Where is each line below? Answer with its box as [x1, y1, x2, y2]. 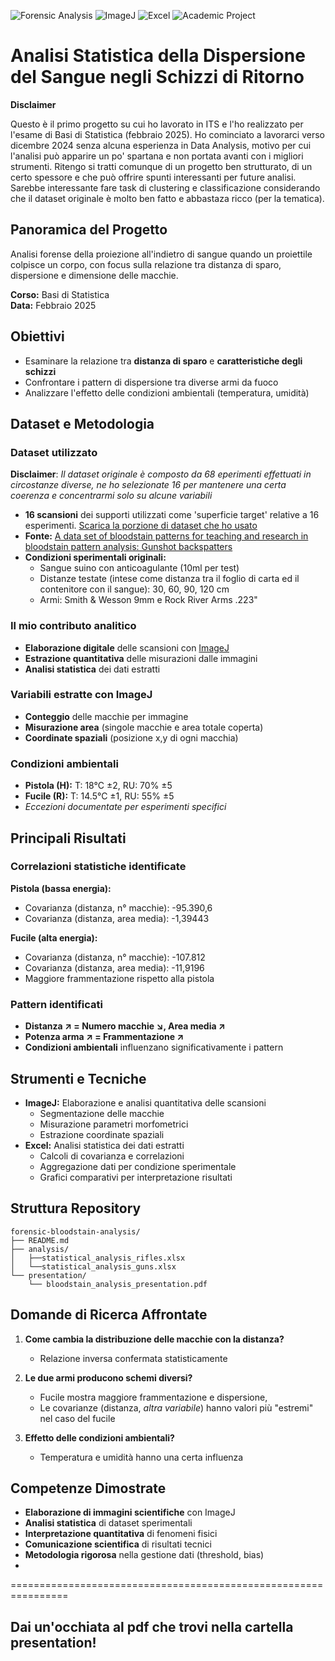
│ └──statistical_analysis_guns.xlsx [10, 1261, 177, 1272]
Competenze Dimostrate [10, 1480, 167, 1497]
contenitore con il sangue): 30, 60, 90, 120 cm [39, 583, 230, 595]
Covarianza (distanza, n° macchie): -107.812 [24, 951, 206, 963]
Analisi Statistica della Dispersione [10, 45, 306, 67]
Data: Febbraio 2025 [10, 299, 97, 311]
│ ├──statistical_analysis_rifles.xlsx [10, 1253, 186, 1263]
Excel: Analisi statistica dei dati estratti [24, 1139, 185, 1151]
